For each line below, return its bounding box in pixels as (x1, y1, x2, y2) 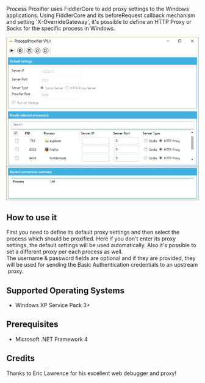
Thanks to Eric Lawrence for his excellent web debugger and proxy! (6, 370, 177, 377)
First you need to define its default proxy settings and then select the (6, 229, 180, 236)
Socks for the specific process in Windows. (6, 24, 116, 32)
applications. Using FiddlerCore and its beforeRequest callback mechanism (6, 12, 195, 19)
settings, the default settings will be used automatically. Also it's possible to (6, 242, 196, 249)
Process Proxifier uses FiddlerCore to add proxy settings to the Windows (6, 6, 189, 12)
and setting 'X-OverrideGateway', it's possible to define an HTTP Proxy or (6, 18, 192, 25)
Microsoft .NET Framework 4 (15, 335, 88, 343)
